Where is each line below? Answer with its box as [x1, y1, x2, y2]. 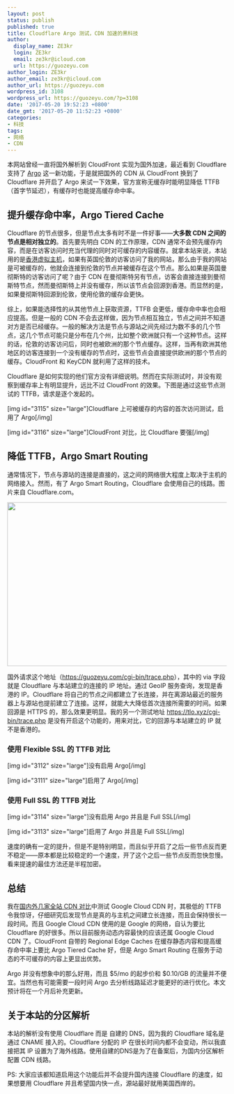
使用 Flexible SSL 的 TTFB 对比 [7, 744, 110, 754]
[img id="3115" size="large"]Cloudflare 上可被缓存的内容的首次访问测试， [7, 404, 218, 412]
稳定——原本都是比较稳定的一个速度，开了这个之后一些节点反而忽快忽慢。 [13, 851, 227, 860]
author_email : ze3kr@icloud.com [7, 75, 101, 82]
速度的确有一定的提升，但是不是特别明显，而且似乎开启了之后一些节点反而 [7, 842, 221, 851]
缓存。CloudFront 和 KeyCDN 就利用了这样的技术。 [7, 357, 155, 366]
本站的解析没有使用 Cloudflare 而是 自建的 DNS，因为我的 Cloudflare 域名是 [7, 1029, 225, 1037]
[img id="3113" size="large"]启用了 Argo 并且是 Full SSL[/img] [7, 828, 185, 836]
